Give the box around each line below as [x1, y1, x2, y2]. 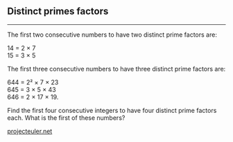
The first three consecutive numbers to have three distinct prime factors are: [7, 64, 226, 73]
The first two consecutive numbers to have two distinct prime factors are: [7, 30, 217, 39]
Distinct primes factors [7, 6, 109, 17]
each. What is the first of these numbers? [7, 114, 126, 122]
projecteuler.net [7, 127, 53, 135]
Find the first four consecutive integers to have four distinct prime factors [7, 106, 217, 114]
